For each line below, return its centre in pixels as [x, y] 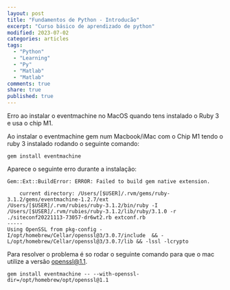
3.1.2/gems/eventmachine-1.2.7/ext [58, 200]
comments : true [29, 84]
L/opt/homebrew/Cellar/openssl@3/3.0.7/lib [70, 241]
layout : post [26, 13]
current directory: [47, 193]
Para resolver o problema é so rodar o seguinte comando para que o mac [111, 254]
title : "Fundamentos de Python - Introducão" [73, 20]
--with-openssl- [116, 274]
